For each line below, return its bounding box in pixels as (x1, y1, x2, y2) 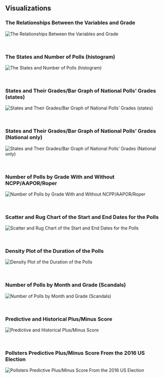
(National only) (5, 134, 43, 141)
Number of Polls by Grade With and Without (5, 173, 115, 180)
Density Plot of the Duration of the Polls (5, 248, 104, 255)
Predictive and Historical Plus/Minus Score (5, 315, 113, 322)
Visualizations (5, 4, 51, 13)
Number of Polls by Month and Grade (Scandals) (5, 281, 126, 288)
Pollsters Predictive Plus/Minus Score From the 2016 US (5, 349, 145, 356)
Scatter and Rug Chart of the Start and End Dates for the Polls (5, 213, 159, 220)
